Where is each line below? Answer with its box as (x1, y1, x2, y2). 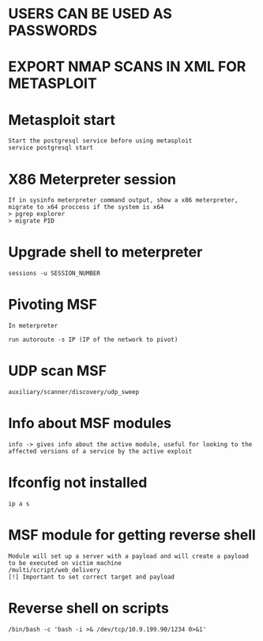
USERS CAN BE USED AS (8, 5, 172, 23)
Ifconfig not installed (8, 474, 148, 491)
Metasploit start (8, 111, 116, 129)
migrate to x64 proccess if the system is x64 (8, 203, 164, 211)
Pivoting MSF (8, 296, 97, 313)
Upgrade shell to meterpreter (8, 243, 203, 261)
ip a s (8, 499, 30, 507)
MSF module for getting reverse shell (8, 526, 257, 544)
